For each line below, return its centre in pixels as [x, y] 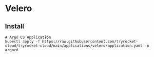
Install [15, 26]
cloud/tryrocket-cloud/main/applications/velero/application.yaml [74, 46]
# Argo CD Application [28, 37]
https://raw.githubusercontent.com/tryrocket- [90, 42]
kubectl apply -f [23, 42]
